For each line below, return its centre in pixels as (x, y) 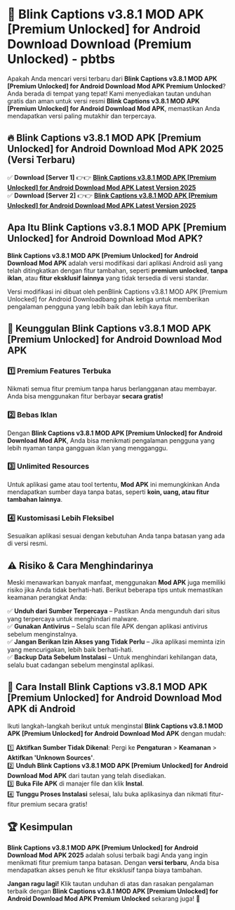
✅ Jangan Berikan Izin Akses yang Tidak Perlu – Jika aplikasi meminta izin (116, 642)
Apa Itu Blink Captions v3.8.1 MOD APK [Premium (117, 228)
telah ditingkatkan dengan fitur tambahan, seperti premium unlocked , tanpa (117, 271)
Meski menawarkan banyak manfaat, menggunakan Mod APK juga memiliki (116, 582)
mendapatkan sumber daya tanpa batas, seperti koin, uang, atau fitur (108, 492)
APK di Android (41, 709)
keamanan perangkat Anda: (47, 597)
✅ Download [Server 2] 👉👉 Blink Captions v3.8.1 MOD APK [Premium (113, 195)
